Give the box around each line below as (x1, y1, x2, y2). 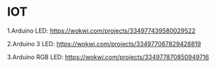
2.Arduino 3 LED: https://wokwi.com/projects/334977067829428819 (7, 39, 201, 48)
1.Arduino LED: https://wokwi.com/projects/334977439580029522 (7, 27, 196, 35)
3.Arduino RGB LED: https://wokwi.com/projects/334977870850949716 (7, 52, 209, 61)
